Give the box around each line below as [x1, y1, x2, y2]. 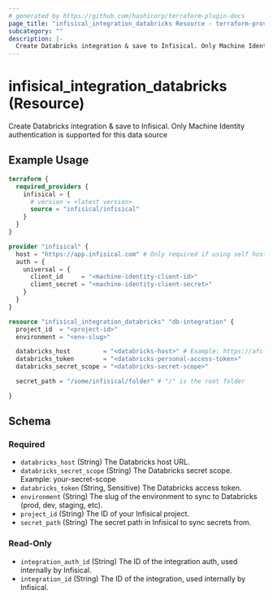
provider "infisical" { [8, 242, 89, 250]
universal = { [23, 265, 71, 273]
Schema [8, 415, 51, 428]
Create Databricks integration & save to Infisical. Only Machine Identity [8, 121, 245, 131]
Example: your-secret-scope [19, 475, 116, 484]
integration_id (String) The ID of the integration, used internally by [19, 574, 246, 584]
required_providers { [15, 182, 89, 191]
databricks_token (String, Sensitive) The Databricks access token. [19, 483, 242, 493]
